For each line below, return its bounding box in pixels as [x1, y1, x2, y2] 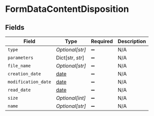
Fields [5, 23, 25, 32]
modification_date [7, 79, 51, 85]
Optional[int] [56, 95, 86, 101]
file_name [7, 63, 31, 68]
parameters [7, 55, 33, 60]
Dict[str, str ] [56, 55, 85, 61]
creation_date [7, 71, 41, 76]
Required [91, 38, 113, 45]
